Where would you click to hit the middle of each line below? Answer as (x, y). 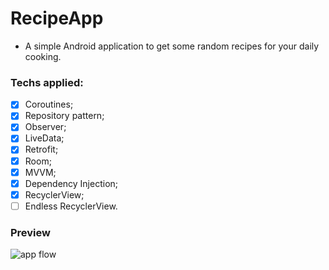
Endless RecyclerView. (71, 206)
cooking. (43, 56)
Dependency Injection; (71, 183)
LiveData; (44, 138)
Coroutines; (49, 104)
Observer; (45, 127)
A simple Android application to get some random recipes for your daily (172, 46)
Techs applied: (47, 82)
